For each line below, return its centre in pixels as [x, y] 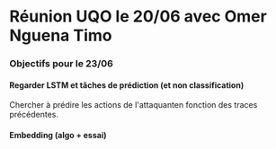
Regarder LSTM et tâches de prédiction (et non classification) [127, 85]
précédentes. [34, 115]
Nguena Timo [61, 35]
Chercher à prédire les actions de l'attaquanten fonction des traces [134, 105]
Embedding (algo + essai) [58, 135]
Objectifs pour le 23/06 [62, 64]
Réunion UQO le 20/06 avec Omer [138, 17]
